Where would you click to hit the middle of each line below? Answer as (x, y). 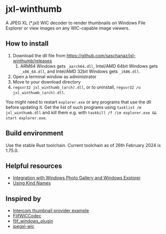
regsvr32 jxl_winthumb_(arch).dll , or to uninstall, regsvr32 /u (77, 87)
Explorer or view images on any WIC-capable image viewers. (68, 28)
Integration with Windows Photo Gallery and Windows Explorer (77, 178)
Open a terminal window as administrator (55, 76)
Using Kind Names (32, 183)
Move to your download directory (47, 82)
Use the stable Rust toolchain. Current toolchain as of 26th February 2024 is (83, 145)
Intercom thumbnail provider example (51, 211)
